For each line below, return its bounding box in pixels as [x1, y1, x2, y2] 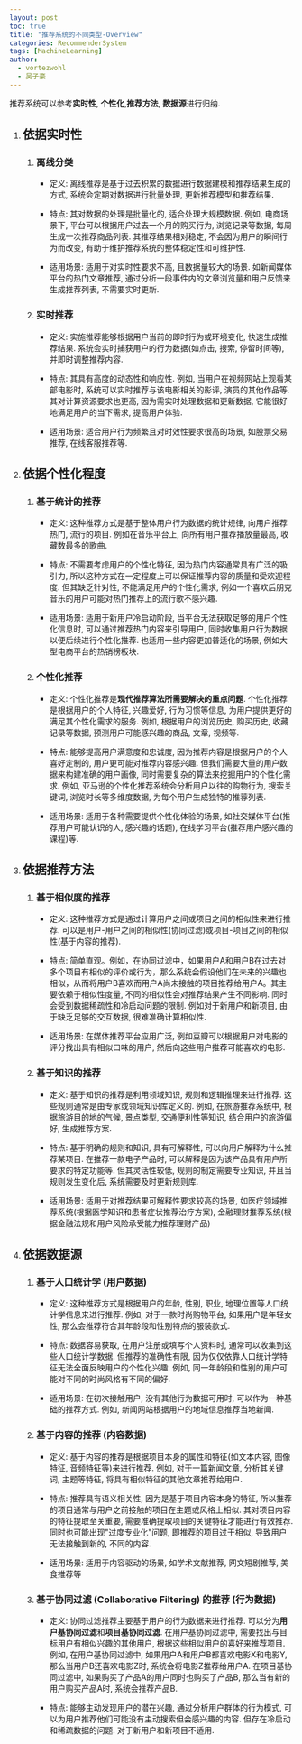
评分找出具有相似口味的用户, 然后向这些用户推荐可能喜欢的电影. [49, 1042, 286, 1053]
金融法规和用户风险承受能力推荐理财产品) [57, 1217, 211, 1228]
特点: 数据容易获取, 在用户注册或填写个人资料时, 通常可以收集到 [49, 1340, 285, 1351]
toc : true [9, 22, 47, 31]
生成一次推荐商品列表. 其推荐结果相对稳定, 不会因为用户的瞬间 [49, 231, 280, 242]
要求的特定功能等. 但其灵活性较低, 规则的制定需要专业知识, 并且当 [49, 1165, 293, 1176]
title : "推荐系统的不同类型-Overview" [9, 30, 142, 39]
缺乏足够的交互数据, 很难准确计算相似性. [57, 1011, 207, 1022]
